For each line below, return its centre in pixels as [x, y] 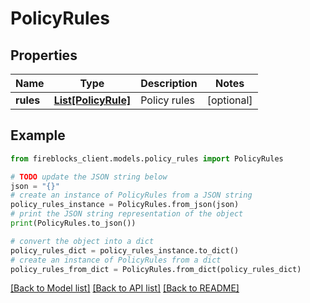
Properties [44, 55]
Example [38, 135]
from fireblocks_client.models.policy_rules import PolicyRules [147, 158]
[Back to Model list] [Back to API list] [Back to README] [125, 288]
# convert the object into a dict [82, 241]
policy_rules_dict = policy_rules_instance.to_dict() [125, 250]
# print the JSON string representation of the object [127, 214]
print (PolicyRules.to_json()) [73, 223]
